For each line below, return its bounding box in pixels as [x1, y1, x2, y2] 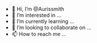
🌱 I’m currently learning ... [11, 18, 75, 24]
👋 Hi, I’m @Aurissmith [11, 6, 65, 12]
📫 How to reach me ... [11, 31, 66, 37]
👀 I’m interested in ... [11, 12, 62, 19]
